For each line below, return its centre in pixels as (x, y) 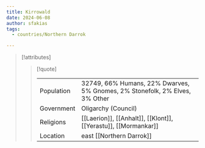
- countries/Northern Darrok (49, 35)
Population (55, 91)
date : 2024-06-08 (28, 18)
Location (52, 136)
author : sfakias (27, 23)
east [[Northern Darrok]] (117, 136)
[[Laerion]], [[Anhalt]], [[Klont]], (127, 118)
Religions (52, 122)
